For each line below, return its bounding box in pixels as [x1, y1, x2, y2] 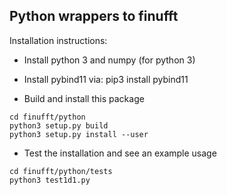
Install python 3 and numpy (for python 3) [23, 54, 196, 66]
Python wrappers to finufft [9, 8, 179, 25]
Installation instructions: [9, 34, 108, 46]
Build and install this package [23, 92, 145, 104]
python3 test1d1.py [9, 175, 91, 185]
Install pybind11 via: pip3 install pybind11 [23, 73, 189, 85]
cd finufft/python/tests [9, 166, 113, 176]
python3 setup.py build [9, 120, 109, 131]
